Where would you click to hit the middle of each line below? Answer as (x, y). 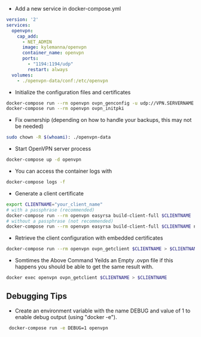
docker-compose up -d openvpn (44, 160)
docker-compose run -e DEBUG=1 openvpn (59, 328)
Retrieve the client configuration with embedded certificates (89, 238)
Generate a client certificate (49, 193)
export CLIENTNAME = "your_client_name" (54, 204)
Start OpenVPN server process (53, 149)
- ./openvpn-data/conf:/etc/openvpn (63, 81)
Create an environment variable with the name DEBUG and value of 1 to (103, 311)
